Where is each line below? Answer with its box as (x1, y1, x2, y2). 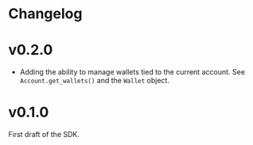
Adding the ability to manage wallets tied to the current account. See (19, 67, 245, 77)
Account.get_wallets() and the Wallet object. (19, 76, 169, 86)
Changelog (8, 5, 83, 23)
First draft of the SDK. (8, 130, 80, 139)
